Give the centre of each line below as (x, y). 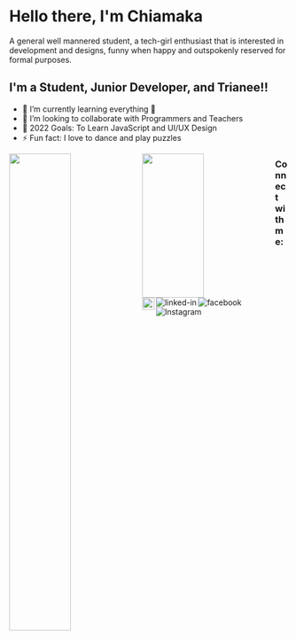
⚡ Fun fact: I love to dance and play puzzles (101, 137)
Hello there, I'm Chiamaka (106, 16)
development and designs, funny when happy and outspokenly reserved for (148, 50)
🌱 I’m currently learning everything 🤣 (89, 109)
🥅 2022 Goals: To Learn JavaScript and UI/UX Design (119, 128)
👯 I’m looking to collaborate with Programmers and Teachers (132, 118)
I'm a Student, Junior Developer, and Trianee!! (139, 87)
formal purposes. (41, 59)
